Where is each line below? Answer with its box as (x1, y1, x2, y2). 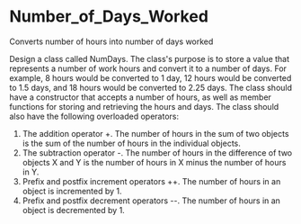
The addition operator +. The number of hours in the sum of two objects (22, 128, 289, 139)
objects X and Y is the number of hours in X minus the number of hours (22, 157, 287, 167)
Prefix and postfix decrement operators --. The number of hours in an (22, 195, 281, 206)
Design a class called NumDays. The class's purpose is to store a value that (9, 53, 290, 64)
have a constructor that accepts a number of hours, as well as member (9, 92, 272, 103)
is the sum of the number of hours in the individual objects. (22, 138, 241, 148)
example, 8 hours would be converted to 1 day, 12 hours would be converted (9, 72, 292, 83)
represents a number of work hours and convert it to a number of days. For (9, 63, 288, 74)
